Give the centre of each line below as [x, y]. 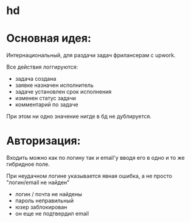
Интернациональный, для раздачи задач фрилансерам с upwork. [91, 55]
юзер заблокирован [41, 207]
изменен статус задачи [45, 98]
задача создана [36, 79]
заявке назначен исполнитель [54, 85]
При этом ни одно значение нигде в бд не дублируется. [79, 117]
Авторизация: [43, 141]
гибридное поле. [28, 164]
